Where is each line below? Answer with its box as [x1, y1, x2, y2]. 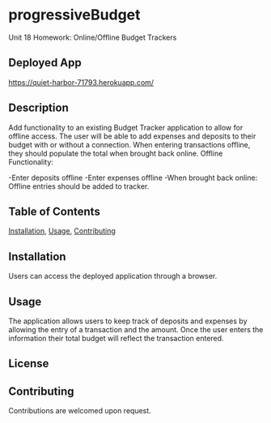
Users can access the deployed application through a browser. [8, 271, 218, 281]
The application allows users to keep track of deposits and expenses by [8, 316, 248, 326]
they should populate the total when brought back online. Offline [8, 148, 223, 158]
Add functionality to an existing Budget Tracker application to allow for [8, 122, 243, 132]
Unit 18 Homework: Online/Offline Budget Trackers [8, 32, 177, 42]
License [8, 357, 49, 370]
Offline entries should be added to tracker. [8, 181, 150, 191]
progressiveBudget [8, 6, 141, 24]
